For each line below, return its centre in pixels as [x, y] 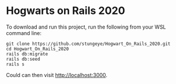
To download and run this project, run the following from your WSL [86, 27]
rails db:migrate [27, 54]
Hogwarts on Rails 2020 [66, 11]
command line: [24, 33]
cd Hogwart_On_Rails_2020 [37, 49]
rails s [15, 64]
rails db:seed [23, 59]
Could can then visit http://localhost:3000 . [57, 75]
